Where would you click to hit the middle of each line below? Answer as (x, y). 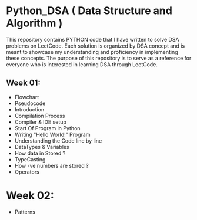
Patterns (25, 212)
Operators (27, 172)
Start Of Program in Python (47, 128)
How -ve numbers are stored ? (52, 165)
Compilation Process (40, 116)
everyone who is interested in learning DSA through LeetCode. (82, 64)
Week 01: (24, 83)
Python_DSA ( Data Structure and (89, 11)
